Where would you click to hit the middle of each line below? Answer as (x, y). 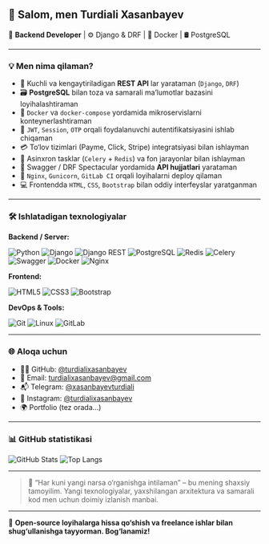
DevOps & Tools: (36, 308)
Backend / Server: (39, 237)
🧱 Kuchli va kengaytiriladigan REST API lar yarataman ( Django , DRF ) (130, 83)
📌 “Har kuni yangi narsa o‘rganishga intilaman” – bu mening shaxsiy (139, 483)
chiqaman (36, 138)
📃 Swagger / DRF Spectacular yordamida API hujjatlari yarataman (128, 167)
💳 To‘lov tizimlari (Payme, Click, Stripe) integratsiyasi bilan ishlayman (134, 147)
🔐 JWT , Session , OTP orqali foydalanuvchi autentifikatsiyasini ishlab (127, 130)
